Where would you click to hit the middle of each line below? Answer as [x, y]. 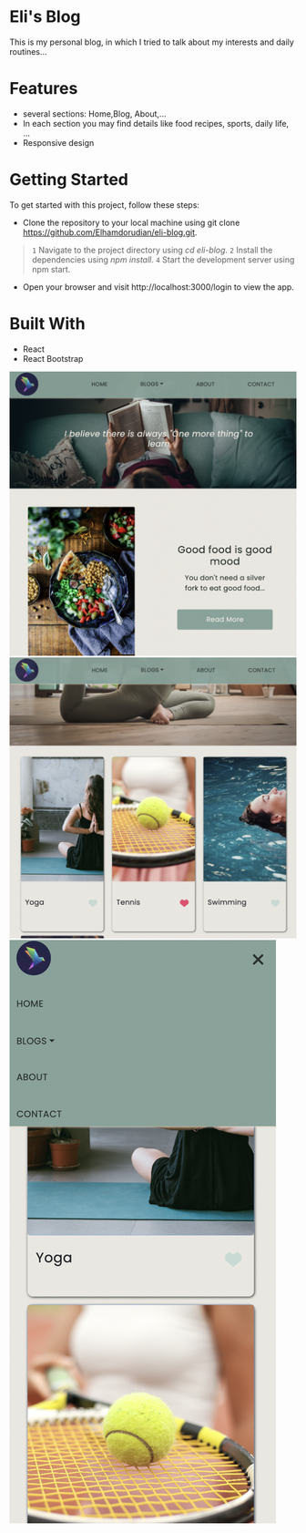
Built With [47, 324]
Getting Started [69, 180]
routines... [28, 51]
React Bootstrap [53, 358]
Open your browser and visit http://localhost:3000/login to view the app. [158, 287]
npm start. [51, 269]
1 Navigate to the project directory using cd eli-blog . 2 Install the [152, 250]
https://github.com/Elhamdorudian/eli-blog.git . [110, 232]
